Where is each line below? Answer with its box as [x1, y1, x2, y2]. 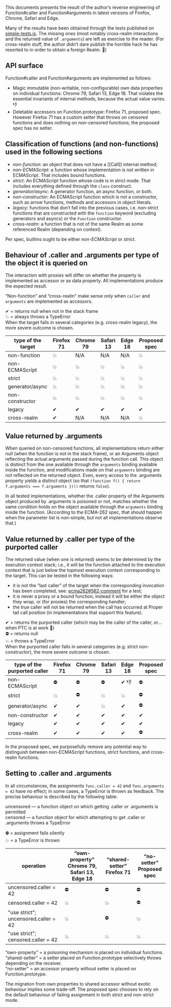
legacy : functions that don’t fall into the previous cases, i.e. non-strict [12, 204, 159, 210]
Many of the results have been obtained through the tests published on [5, 25, 154, 31]
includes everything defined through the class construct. [12, 183, 132, 189]
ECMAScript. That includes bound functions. [12, 172, 106, 178]
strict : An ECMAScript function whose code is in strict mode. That [12, 177, 151, 183]
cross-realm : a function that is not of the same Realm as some [12, 221, 144, 227]
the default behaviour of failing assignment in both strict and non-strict [5, 991, 154, 998]
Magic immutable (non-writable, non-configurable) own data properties [12, 85, 163, 91]
